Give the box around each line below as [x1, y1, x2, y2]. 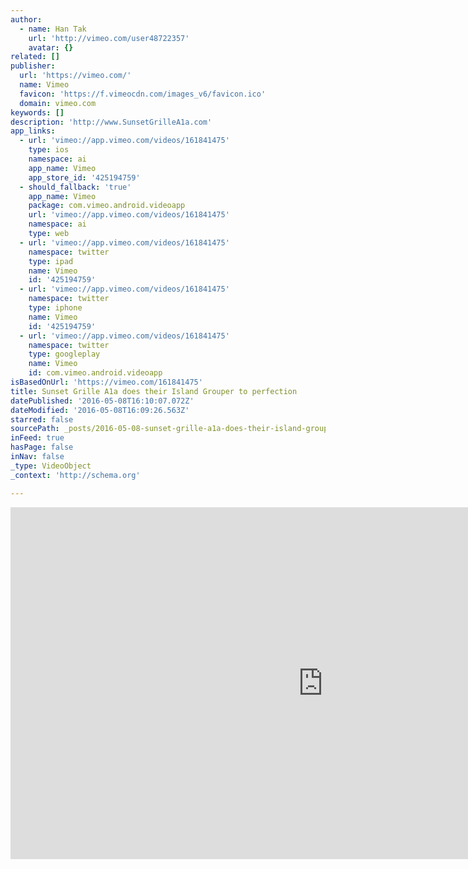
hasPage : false [10, 442, 74, 453]
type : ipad [28, 256, 74, 266]
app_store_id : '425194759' [28, 172, 141, 183]
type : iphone [28, 303, 83, 313]
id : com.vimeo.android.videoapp [28, 368, 163, 378]
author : [10, 14, 43, 25]
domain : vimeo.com [19, 98, 97, 108]
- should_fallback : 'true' [19, 182, 132, 192]
